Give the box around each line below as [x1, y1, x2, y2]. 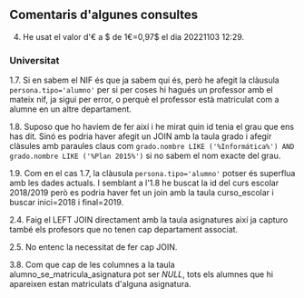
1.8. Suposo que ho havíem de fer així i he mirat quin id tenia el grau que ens [9, 122, 295, 133]
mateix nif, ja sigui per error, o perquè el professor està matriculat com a [9, 94, 279, 105]
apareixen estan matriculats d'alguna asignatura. [9, 279, 192, 290]
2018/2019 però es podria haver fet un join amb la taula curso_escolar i [9, 187, 274, 198]
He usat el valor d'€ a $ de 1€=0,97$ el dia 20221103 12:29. [22, 31, 245, 42]
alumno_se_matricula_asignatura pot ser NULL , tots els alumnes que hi [9, 269, 274, 280]
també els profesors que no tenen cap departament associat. [9, 224, 239, 235]
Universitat [9, 54, 60, 66]
